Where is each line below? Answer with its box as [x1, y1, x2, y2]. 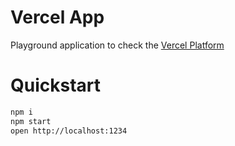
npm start [10, 116, 52, 126]
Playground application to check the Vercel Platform [10, 39, 225, 51]
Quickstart [10, 74, 102, 97]
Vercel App [10, 6, 105, 29]
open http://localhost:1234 [10, 126, 128, 136]
